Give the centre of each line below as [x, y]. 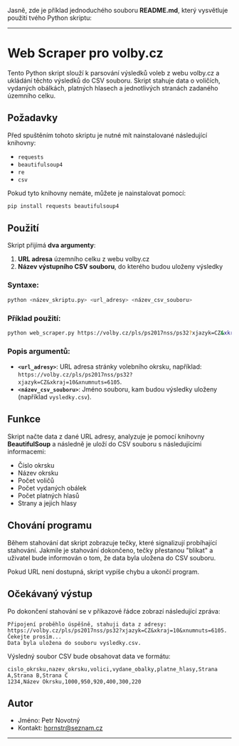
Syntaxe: [23, 285]
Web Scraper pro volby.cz [85, 53]
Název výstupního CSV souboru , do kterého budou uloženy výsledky [120, 267]
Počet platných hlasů [48, 495]
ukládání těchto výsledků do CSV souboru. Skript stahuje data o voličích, [114, 80]
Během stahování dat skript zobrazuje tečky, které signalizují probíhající [112, 542]
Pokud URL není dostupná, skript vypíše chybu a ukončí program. [103, 572]
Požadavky [33, 118]
